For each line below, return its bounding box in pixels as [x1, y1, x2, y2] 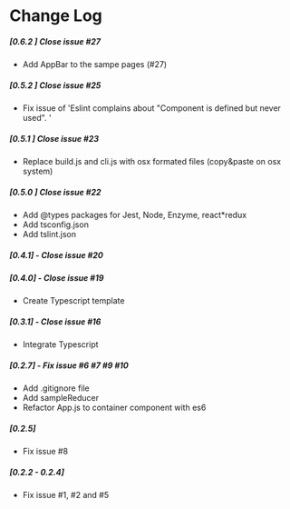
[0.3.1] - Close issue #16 [9, 316, 101, 327]
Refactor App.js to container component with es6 [22, 402, 207, 414]
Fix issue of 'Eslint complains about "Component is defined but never [22, 103, 281, 114]
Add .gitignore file [22, 383, 91, 394]
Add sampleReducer [22, 393, 100, 404]
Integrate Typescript [22, 339, 99, 350]
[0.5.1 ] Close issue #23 [9, 133, 100, 144]
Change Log [9, 5, 102, 26]
